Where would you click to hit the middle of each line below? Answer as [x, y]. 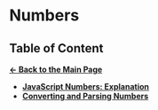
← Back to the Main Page [56, 69]
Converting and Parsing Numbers [85, 96]
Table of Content [56, 48]
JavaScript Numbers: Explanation [85, 86]
